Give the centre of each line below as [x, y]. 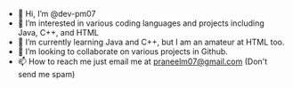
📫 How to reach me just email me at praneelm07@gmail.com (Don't [142, 61]
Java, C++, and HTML [58, 32]
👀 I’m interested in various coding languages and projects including [141, 23]
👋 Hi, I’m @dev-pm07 [57, 14]
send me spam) [46, 74]
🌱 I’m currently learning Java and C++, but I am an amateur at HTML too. [151, 42]
